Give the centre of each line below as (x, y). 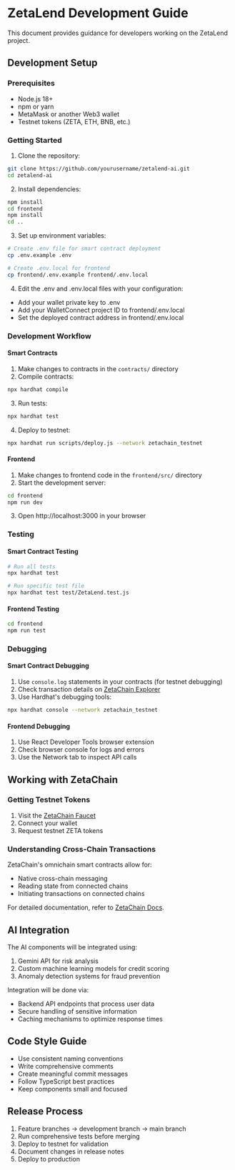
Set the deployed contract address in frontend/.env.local (101, 317)
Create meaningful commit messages (73, 1074)
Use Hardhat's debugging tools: (65, 697)
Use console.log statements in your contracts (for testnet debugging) (120, 682)
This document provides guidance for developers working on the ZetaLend (118, 33)
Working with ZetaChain (63, 780)
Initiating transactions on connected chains (81, 894)
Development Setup (52, 63)
